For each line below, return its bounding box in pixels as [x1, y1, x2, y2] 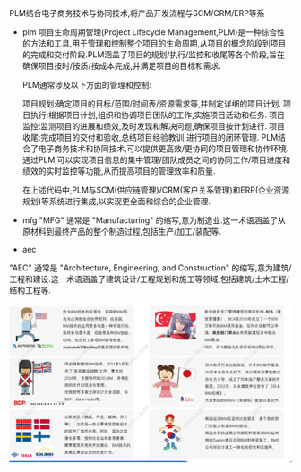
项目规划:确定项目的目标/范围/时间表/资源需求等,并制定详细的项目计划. [21, 99, 282, 109]
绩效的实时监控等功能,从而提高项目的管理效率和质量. [21, 166, 216, 176]
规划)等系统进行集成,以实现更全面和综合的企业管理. [21, 196, 211, 206]
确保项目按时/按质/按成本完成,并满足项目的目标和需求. [21, 61, 221, 71]
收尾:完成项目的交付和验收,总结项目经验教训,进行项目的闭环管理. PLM [21, 133, 279, 142]
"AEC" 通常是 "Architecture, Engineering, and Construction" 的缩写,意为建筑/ [9, 262, 292, 273]
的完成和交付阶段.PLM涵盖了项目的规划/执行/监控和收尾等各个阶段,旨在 [21, 49, 285, 60]
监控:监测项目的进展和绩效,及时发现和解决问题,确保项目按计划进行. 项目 [21, 121, 285, 132]
